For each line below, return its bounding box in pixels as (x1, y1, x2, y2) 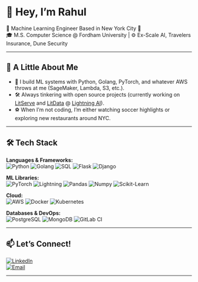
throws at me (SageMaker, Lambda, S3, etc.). (14, 84, 125, 91)
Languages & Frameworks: (6, 156, 73, 164)
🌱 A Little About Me (6, 62, 78, 72)
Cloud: (6, 191, 23, 199)
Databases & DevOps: (6, 209, 61, 217)
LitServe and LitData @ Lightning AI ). (14, 99, 105, 107)
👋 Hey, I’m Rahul (6, 5, 87, 19)
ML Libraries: (6, 174, 39, 181)
